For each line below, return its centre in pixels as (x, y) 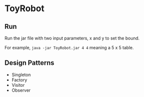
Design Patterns (29, 63)
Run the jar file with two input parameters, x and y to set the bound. (72, 38)
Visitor (18, 85)
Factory (19, 80)
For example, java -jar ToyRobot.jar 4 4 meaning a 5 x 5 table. (69, 48)
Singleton (21, 75)
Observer (21, 90)
